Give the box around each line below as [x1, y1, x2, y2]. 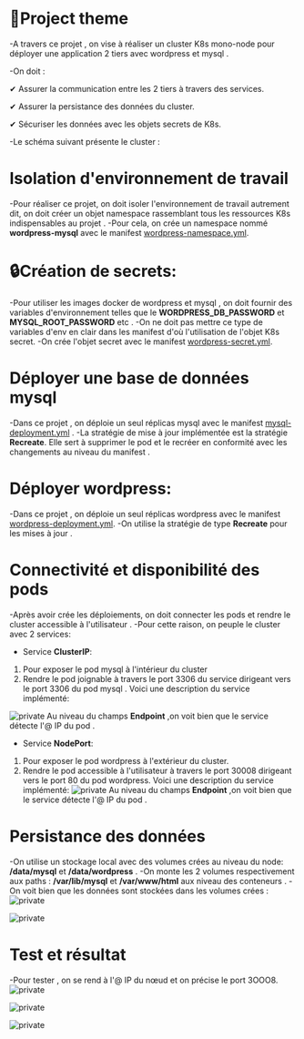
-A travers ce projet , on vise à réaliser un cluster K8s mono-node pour [9, 38, 275, 49]
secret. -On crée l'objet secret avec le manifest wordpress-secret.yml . [9, 336, 273, 347]
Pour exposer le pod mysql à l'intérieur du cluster [22, 664, 208, 675]
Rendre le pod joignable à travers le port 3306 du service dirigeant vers [22, 673, 291, 684]
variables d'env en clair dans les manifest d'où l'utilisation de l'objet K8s [9, 326, 280, 337]
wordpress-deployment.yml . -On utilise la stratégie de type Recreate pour [9, 518, 288, 529]
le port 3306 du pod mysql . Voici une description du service [22, 683, 250, 694]
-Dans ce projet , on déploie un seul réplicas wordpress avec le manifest [9, 508, 281, 519]
